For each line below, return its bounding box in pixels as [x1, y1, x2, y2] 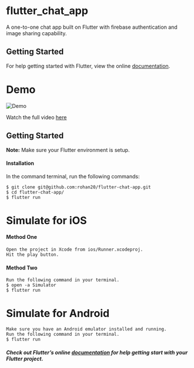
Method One [6, 234, 37, 241]
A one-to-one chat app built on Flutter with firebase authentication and [6, 23, 178, 31]
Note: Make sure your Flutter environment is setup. [6, 146, 130, 153]
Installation [6, 160, 34, 167]
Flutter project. [6, 355, 44, 362]
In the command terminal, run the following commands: [6, 173, 140, 180]
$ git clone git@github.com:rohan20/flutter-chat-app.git [6, 184, 151, 190]
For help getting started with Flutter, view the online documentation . [6, 62, 170, 69]
